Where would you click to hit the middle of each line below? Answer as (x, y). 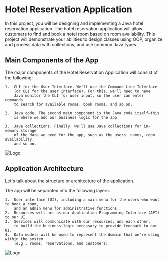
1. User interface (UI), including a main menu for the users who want (82, 200)
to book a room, (22, 204)
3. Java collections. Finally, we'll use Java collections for (73, 126)
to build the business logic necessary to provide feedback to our (86, 226)
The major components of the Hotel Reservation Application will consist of (82, 72)
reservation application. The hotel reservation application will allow (74, 28)
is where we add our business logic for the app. (67, 117)
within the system (24, 239)
